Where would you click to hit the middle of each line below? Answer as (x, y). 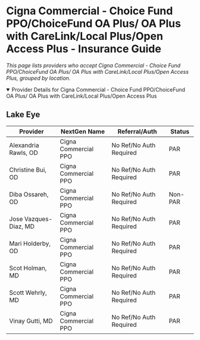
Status (180, 131)
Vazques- (38, 219)
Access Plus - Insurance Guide (84, 49)
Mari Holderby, (30, 244)
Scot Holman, (28, 268)
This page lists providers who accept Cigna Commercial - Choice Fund (93, 65)
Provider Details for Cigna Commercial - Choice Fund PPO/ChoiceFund (99, 89)
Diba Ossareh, (29, 194)
